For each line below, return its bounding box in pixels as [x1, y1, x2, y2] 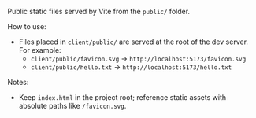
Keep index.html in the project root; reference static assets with [18, 93, 227, 101]
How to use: [7, 22, 46, 31]
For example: [18, 46, 61, 54]
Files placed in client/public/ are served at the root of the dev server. [18, 37, 249, 46]
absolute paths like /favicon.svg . [18, 101, 127, 110]
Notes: [7, 78, 29, 87]
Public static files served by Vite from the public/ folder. [7, 7, 191, 16]
